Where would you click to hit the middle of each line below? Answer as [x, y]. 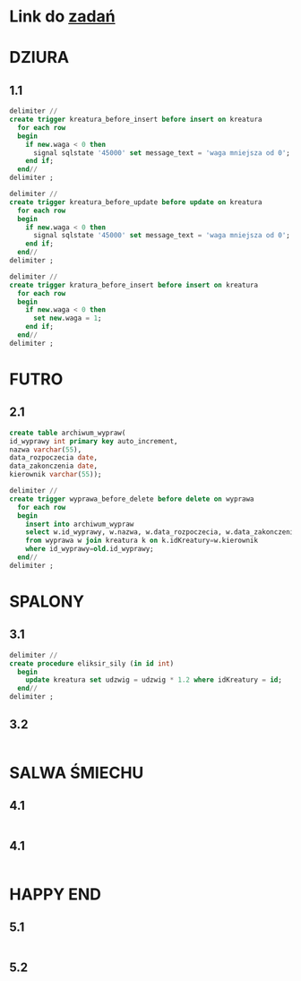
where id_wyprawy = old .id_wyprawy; [90, 549]
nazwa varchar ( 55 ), [46, 450]
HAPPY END [55, 894]
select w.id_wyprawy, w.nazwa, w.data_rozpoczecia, [124, 532]
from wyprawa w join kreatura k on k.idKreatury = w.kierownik [142, 541]
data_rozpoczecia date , [54, 458]
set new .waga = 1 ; [67, 318]
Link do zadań [62, 17]
